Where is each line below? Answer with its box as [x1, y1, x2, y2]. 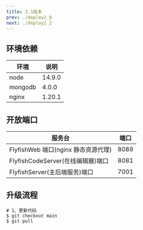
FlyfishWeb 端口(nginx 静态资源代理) [9, 146, 112, 153]
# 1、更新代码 [6, 207, 37, 213]
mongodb [9, 83, 37, 92]
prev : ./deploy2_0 [6, 14, 52, 20]
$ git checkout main [6, 213, 58, 219]
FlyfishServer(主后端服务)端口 [9, 168, 94, 176]
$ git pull [6, 218, 34, 224]
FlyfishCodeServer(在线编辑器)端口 [9, 157, 109, 165]
